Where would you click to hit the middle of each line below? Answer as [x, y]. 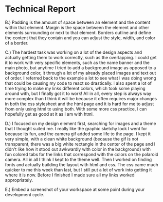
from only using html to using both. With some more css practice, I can [76, 109]
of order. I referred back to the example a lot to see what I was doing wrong [81, 78]
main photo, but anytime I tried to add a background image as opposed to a [81, 68]
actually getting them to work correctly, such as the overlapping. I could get [81, 57]
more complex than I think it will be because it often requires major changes [81, 98]
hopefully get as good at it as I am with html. [49, 114]
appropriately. [19, 180]
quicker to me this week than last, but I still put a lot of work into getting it [79, 170]
